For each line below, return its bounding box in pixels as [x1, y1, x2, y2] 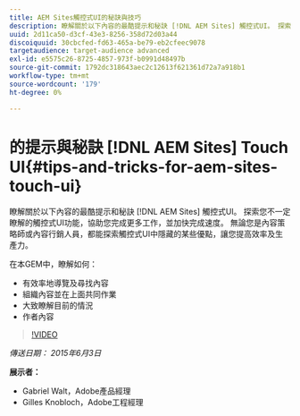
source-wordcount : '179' [9, 80, 102, 89]
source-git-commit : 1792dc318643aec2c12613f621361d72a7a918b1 [9, 64, 246, 72]
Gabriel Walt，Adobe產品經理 [21, 386, 131, 396]
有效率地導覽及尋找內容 [21, 278, 109, 289]
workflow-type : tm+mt [9, 72, 90, 81]
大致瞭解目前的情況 [21, 301, 94, 311]
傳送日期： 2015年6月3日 [9, 348, 102, 359]
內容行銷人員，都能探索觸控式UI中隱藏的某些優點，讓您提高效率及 [32, 229, 276, 240]
